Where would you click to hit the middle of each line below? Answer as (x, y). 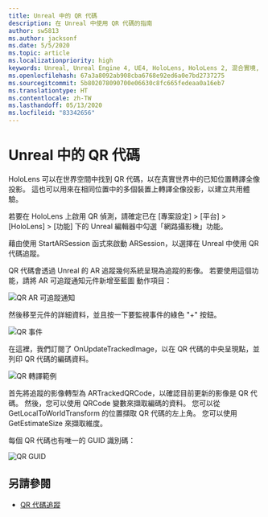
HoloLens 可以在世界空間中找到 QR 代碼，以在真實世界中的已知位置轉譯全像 (134, 178)
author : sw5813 (34, 31)
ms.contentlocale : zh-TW (50, 98)
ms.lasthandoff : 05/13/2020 (56, 105)
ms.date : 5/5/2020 (39, 46)
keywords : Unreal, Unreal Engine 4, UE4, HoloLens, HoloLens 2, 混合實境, (134, 68)
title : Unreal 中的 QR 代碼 (53, 16)
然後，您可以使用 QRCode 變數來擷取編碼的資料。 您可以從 (122, 403)
